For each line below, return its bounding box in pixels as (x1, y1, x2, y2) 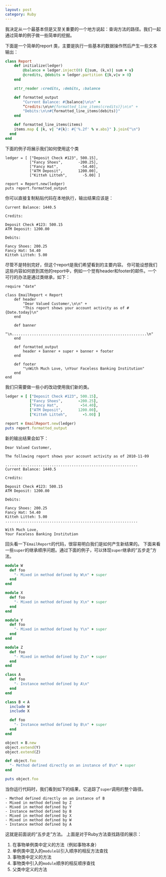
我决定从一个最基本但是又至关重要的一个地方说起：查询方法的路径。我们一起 (5, 26, 161, 32)
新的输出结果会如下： (5, 435, 48, 441)
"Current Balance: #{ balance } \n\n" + (23, 99, 100, 104)
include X (9, 709, 30, 714)
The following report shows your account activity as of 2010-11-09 (5, 454, 149, 459)
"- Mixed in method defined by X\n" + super (14, 599, 107, 604)
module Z (5, 645, 23, 650)
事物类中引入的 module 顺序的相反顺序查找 (12, 860, 95, 866)
